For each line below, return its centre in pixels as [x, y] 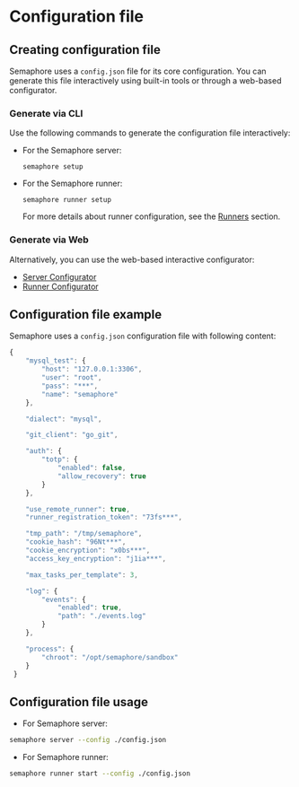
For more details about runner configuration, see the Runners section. [151, 216]
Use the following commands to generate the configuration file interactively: [150, 133]
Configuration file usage [79, 702]
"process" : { [50, 649]
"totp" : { [60, 459]
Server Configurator [59, 276]
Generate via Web [49, 240]
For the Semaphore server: [72, 151]
